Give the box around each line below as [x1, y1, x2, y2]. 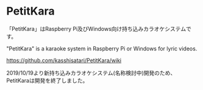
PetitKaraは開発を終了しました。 [6, 77, 88, 84]
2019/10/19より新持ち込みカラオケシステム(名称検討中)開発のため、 [6, 69, 176, 77]
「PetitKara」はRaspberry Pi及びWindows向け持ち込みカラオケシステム [6, 25, 187, 32]
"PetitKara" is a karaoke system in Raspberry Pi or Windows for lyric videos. [6, 44, 198, 52]
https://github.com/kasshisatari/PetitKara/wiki [6, 57, 122, 64]
